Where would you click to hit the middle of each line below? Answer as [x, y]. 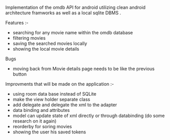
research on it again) [35, 121]
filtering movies [29, 38]
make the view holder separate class [51, 99]
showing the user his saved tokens [49, 132]
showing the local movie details [46, 49]
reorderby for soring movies [42, 126]
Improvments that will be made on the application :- [60, 84]
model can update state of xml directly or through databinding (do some [89, 115]
